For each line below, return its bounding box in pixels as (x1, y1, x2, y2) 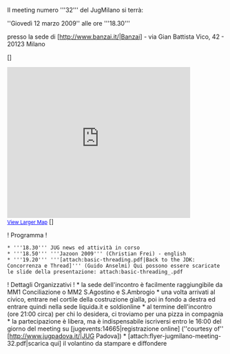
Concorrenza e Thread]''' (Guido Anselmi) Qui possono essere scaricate (7, 262, 220, 269)
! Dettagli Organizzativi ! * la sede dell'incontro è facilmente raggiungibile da (7, 281, 223, 288)
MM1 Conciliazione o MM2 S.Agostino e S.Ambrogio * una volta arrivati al (7, 288, 216, 296)
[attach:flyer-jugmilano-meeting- (127, 332, 222, 340)
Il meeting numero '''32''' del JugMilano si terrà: (7, 6, 143, 14)
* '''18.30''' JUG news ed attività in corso (7, 244, 140, 251)
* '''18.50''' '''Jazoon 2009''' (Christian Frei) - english (7, 250, 187, 257)
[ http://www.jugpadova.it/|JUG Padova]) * (7, 332, 127, 340)
